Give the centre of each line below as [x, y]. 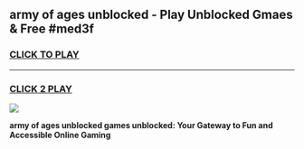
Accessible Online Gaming [60, 135]
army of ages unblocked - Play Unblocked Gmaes [151, 15]
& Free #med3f [52, 29]
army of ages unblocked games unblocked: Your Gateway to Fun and [141, 125]
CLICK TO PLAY [44, 55]
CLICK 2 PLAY [41, 88]
